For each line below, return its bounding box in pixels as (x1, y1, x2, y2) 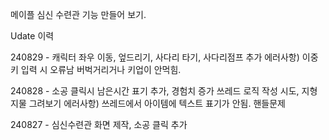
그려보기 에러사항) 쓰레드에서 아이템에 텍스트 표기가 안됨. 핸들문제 (28, 98, 286, 109)
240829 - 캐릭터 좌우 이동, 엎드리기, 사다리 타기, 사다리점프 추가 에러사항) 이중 (10, 51, 319, 63)
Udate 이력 (10, 30, 55, 42)
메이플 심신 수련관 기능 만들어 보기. (10, 9, 147, 20)
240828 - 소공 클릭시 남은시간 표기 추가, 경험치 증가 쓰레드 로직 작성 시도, (10, 85, 300, 97)
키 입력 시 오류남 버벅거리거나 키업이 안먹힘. (10, 64, 182, 75)
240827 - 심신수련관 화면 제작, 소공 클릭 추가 (10, 119, 188, 130)
